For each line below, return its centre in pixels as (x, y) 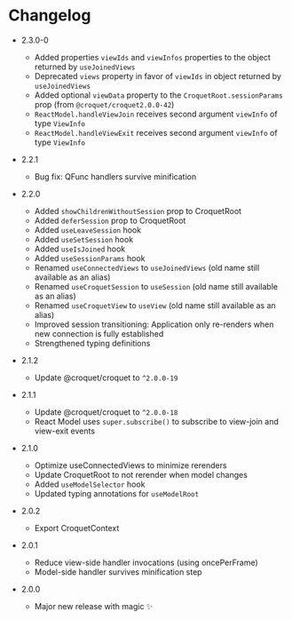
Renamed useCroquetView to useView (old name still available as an (155, 305)
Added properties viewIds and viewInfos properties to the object (153, 57)
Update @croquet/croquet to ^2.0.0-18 (106, 412)
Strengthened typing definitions (92, 343)
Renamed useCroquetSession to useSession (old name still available (156, 286)
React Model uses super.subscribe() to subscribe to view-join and (156, 421)
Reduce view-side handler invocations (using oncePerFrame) (146, 562)
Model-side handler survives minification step (118, 572)
